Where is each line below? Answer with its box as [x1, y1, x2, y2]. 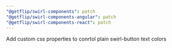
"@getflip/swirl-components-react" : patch [6, 19, 111, 25]
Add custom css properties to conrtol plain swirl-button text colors [6, 36, 167, 43]
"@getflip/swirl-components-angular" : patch [6, 14, 116, 20]
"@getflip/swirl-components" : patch [6, 8, 95, 15]
